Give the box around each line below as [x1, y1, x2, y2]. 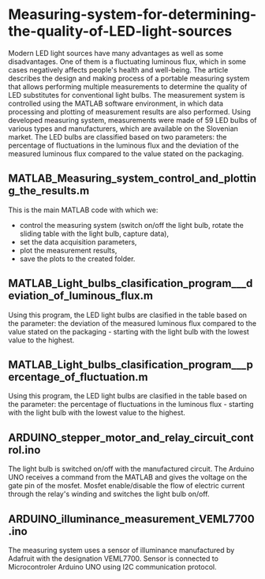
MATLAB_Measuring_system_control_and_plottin [8, 172, 257, 185]
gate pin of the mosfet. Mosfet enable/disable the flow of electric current [8, 481, 245, 491]
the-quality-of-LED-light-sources [8, 22, 233, 40]
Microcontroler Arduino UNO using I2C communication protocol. [8, 562, 217, 571]
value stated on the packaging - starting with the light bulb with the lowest [8, 327, 250, 336]
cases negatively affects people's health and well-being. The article [8, 65, 229, 74]
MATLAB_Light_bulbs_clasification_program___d [8, 277, 253, 290]
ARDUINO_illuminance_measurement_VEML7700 [8, 512, 255, 525]
